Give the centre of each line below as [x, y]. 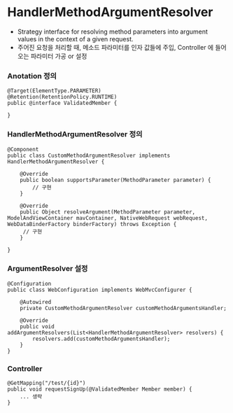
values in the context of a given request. [76, 38]
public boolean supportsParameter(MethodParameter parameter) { [115, 180]
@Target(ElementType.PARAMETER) [54, 91]
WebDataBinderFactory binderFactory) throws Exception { [92, 224]
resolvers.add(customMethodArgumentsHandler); [101, 339]
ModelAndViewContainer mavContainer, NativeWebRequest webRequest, [108, 218]
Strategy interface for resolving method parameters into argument [113, 31]
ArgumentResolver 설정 [48, 269]
